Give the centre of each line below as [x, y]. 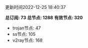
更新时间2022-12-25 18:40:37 [36, 7]
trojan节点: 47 [27, 28]
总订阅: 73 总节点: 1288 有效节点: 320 [44, 18]
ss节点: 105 [24, 34]
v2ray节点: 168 [28, 40]
